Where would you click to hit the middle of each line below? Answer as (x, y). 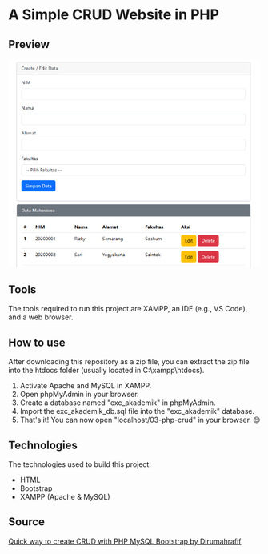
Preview (29, 44)
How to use (37, 342)
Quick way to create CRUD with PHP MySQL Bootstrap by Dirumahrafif (125, 541)
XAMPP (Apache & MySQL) (65, 496)
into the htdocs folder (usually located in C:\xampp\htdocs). (106, 371)
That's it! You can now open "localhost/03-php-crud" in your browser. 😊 (140, 420)
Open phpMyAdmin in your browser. (79, 395)
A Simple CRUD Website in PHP (114, 15)
